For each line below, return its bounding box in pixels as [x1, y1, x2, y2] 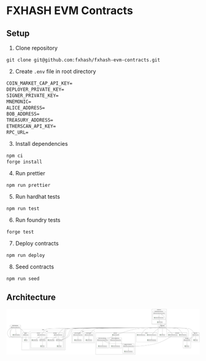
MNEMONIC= [6, 99, 32, 105]
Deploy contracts [15, 240, 59, 247]
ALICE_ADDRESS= [6, 105, 45, 111]
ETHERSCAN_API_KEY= [6, 123, 56, 129]
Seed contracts [15, 263, 54, 270]
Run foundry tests [15, 216, 61, 224]
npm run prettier [6, 182, 51, 188]
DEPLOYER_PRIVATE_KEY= [6, 86, 64, 93]
